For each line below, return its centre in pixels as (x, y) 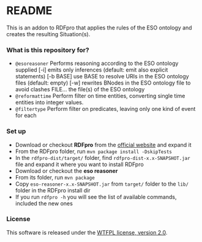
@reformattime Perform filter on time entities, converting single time (100, 96)
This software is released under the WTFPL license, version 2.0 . (87, 232)
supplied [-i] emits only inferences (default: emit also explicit (92, 70)
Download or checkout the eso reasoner (66, 171)
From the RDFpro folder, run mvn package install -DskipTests (94, 151)
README (29, 11)
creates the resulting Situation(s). (48, 34)
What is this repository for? (48, 50)
